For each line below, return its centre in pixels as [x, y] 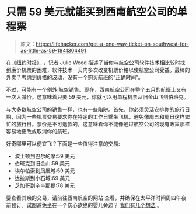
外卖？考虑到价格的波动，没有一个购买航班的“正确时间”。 [75, 77]
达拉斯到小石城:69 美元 [42, 178]
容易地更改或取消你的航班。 [39, 131]
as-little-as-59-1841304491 [53, 50]
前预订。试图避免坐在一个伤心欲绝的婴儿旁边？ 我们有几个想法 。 [84, 205]
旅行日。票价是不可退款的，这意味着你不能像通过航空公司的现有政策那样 [103, 124]
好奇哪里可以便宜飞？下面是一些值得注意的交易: [63, 143]
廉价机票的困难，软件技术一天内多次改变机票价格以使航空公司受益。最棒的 [100, 70]
